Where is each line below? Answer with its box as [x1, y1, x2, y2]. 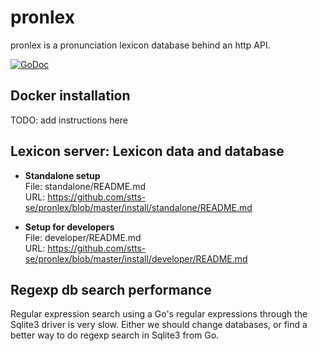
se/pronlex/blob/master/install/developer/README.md [24, 252, 248, 265]
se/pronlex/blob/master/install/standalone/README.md [24, 201, 253, 213]
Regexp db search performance [10, 281, 212, 298]
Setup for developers [24, 221, 115, 233]
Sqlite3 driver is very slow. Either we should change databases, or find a [10, 319, 308, 331]
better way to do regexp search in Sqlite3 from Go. [10, 329, 220, 341]
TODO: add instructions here [10, 114, 128, 126]
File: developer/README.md [24, 231, 142, 243]
